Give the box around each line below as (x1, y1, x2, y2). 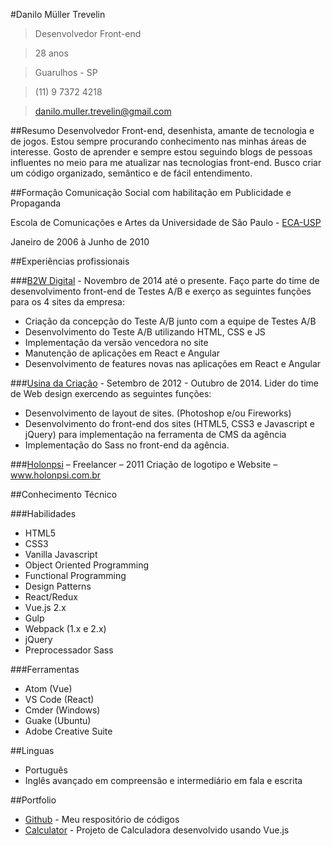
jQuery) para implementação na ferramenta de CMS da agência (24, 429, 287, 440)
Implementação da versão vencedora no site (24, 337, 209, 348)
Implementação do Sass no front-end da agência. (24, 439, 230, 451)
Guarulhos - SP (34, 67, 98, 78)
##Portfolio (10, 794, 57, 806)
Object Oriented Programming (24, 559, 150, 571)
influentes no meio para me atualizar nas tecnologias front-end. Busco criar (10, 157, 322, 168)
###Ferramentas (10, 664, 80, 675)
